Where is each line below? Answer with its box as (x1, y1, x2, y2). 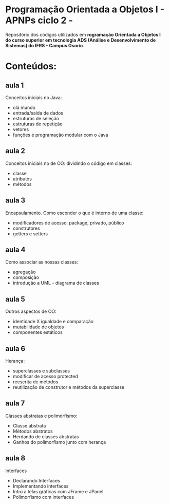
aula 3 (5, 196, 26, 205)
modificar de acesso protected (12, 374, 78, 379)
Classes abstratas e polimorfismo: (5, 413, 78, 419)
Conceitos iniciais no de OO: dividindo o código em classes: (5, 160, 133, 166)
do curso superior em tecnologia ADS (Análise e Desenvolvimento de (5, 37, 156, 43)
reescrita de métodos (12, 379, 59, 385)
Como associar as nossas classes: (5, 259, 79, 265)
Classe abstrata (12, 422, 46, 428)
